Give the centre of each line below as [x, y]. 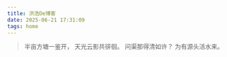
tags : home [23, 26]
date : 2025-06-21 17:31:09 [46, 20]
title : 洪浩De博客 [32, 13]
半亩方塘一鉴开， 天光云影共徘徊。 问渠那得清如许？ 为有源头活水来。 [124, 47]
